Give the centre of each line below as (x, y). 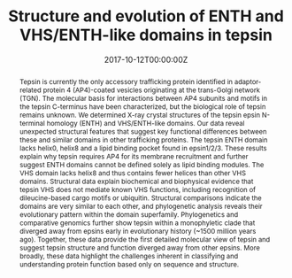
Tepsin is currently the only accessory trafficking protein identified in (126, 81)
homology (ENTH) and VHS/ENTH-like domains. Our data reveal (146, 123)
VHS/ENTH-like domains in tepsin (146, 35)
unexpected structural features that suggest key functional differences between (143, 131)
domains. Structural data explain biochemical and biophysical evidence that (136, 181)
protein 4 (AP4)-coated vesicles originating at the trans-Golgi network (152, 90)
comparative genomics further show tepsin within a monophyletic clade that (137, 223)
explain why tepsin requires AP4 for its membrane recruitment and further (134, 156)
